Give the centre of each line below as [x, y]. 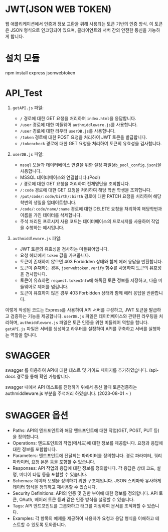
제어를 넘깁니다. [53, 286]
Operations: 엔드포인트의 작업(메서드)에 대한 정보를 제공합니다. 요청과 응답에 [88, 443]
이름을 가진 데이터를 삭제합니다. [51, 215]
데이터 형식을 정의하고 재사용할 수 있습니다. [55, 487]
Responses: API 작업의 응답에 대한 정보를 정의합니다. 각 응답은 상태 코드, [84, 468]
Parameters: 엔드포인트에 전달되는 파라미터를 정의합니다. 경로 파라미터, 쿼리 [87, 455]
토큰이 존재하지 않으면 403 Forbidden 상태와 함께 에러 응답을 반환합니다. [91, 261]
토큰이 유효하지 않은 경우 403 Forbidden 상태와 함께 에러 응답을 [83, 293]
